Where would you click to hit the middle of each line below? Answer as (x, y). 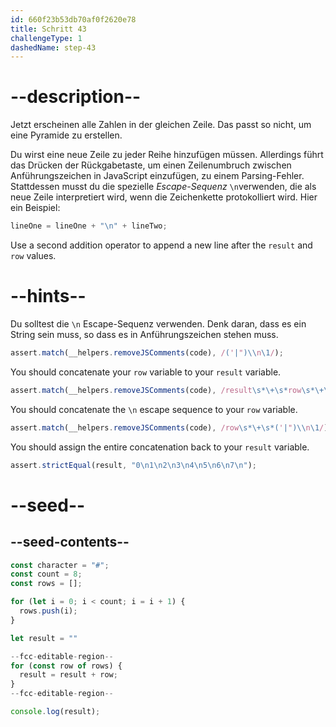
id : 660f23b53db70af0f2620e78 (73, 19)
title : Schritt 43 (48, 29)
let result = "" (44, 638)
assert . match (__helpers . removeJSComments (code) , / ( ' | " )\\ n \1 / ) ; (147, 353)
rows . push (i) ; (48, 611)
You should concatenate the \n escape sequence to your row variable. (154, 409)
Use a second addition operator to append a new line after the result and (161, 245)
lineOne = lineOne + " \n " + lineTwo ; (89, 226)
